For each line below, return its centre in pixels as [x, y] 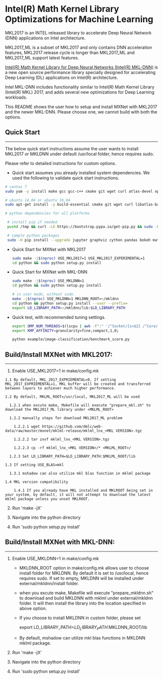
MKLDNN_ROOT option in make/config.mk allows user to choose [84, 568]
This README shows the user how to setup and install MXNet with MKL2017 [81, 107]
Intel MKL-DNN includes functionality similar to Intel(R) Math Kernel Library [80, 87]
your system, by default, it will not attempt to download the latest [78, 495]
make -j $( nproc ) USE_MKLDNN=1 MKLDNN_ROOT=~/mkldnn [65, 299]
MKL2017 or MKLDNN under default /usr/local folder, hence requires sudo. [80, 154]
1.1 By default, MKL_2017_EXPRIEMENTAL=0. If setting [61, 380]
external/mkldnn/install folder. [49, 583]
